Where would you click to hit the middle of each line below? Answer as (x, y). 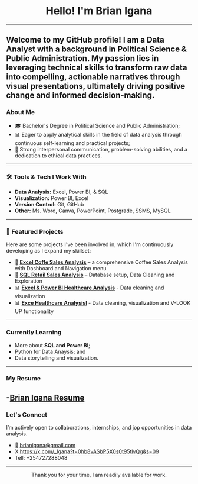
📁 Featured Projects (35, 231)
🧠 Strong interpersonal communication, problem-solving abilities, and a (101, 149)
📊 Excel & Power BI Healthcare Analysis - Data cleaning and (89, 288)
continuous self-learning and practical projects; (72, 143)
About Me (21, 112)
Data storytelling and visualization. (57, 358)
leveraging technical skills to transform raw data (97, 68)
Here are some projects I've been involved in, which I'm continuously (90, 244)
